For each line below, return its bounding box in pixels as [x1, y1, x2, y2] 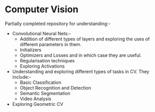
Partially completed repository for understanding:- [5, 20, 111, 27]
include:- [12, 74, 32, 80]
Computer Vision [5, 4, 79, 15]
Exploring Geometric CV [12, 101, 63, 107]
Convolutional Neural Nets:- [12, 30, 71, 36]
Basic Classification [19, 79, 62, 85]
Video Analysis [19, 96, 52, 102]
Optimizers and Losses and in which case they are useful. [19, 52, 142, 58]
